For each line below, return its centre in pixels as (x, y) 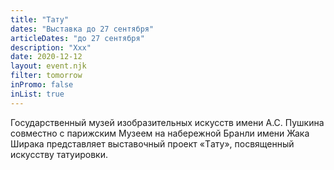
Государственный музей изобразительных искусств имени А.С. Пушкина (167, 122)
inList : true (37, 94)
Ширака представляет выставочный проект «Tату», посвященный (152, 143)
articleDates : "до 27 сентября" (77, 38)
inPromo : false (42, 85)
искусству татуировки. (59, 154)
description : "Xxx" (51, 47)
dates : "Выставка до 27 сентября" (82, 29)
